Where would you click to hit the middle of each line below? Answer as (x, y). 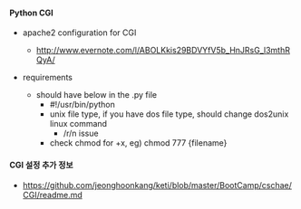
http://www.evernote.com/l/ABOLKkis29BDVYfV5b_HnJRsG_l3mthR (163, 51)
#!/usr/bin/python (83, 105)
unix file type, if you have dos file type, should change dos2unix (169, 114)
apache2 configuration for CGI (79, 33)
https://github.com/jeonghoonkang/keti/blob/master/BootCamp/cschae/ (157, 185)
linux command (78, 124)
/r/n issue (81, 133)
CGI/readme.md (53, 195)
